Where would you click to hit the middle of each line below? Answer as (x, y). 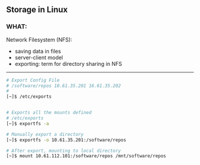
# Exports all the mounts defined (49, 113)
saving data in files (38, 51)
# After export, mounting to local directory (63, 151)
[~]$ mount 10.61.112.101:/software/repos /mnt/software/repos (86, 156)
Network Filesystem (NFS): (39, 39)
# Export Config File (33, 80)
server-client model (39, 57)
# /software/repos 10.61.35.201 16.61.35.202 (63, 85)
